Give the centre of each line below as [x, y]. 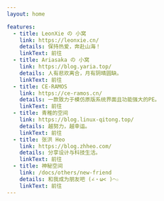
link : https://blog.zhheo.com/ [66, 146]
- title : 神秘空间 [38, 166]
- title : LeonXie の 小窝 [50, 33]
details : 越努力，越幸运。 [55, 126]
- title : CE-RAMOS [40, 86]
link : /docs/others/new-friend [66, 172]
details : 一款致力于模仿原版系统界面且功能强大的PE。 [90, 100]
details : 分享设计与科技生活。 [60, 153]
